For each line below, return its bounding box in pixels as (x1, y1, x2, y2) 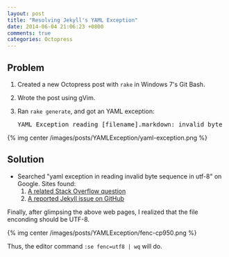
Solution (7, 154, 44, 165)
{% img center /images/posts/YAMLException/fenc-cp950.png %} (7, 229, 197, 237)
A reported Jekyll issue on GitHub (27, 194, 125, 202)
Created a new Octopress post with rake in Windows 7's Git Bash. (17, 80, 205, 88)
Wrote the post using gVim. (17, 93, 96, 101)
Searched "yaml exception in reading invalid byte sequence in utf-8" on (17, 172, 222, 181)
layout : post (7, 10, 45, 17)
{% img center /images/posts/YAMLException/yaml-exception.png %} (7, 133, 208, 142)
